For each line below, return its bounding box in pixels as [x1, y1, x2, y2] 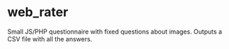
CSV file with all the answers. [7, 34, 93, 43]
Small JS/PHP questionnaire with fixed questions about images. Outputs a [7, 27, 223, 36]
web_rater [7, 4, 69, 20]
